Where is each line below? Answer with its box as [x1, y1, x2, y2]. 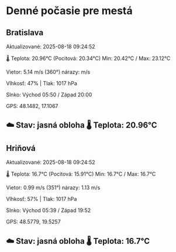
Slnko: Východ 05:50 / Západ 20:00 [6, 91, 92, 98]
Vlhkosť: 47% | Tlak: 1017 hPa [6, 80, 78, 86]
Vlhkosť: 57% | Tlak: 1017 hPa [6, 196, 77, 203]
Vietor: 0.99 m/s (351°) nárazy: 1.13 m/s [6, 184, 101, 191]
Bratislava [6, 28, 44, 38]
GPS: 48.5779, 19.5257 [6, 219, 61, 226]
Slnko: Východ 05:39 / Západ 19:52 [6, 207, 91, 214]
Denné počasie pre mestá [6, 4, 133, 18]
